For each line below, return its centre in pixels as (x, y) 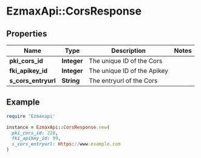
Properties (27, 34)
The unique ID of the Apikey (129, 71)
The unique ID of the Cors (126, 61)
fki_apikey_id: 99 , (36, 139)
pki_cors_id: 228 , (35, 133)
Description (129, 51)
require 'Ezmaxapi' (31, 116)
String (71, 81)
